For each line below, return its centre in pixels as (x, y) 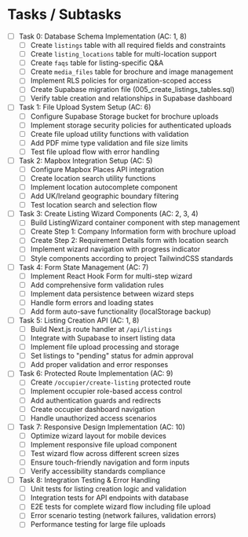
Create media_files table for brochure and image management (132, 72)
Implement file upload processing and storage (105, 347)
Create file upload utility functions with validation (109, 134)
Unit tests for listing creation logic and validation (108, 489)
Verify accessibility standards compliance (98, 471)
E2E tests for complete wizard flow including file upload (120, 507)
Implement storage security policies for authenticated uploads (131, 125)
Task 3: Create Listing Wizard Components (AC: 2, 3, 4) (108, 214)
